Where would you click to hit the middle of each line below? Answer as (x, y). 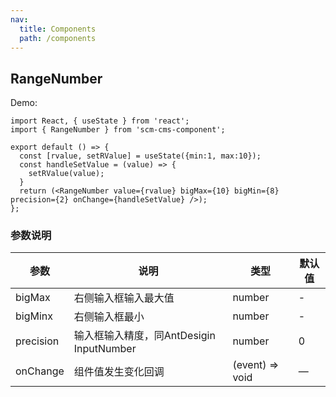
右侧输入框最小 (109, 317)
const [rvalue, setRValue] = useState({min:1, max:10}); (140, 156)
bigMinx (34, 316)
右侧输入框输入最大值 (124, 298)
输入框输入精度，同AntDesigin (144, 336)
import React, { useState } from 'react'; (100, 121)
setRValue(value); (66, 174)
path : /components (58, 38)
